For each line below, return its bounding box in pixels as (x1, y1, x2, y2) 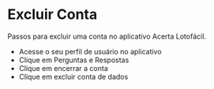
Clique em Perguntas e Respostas (18, 55, 130, 65)
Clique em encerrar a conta (18, 63, 108, 72)
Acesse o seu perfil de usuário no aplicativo (18, 46, 163, 56)
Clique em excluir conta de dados (18, 72, 129, 81)
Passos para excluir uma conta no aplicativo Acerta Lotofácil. (7, 32, 207, 41)
